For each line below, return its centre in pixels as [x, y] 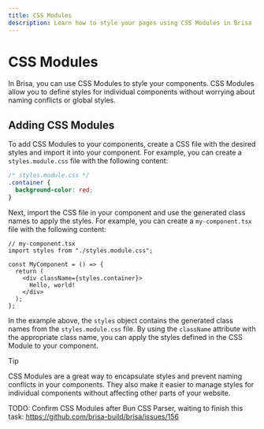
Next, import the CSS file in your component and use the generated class [127, 212]
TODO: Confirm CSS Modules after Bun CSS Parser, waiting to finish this [126, 408]
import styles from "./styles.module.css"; [81, 250]
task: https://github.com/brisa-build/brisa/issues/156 [94, 416]
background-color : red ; [54, 190]
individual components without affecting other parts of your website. [119, 393]
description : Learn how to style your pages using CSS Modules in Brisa [130, 23]
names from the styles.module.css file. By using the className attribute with [132, 329]
